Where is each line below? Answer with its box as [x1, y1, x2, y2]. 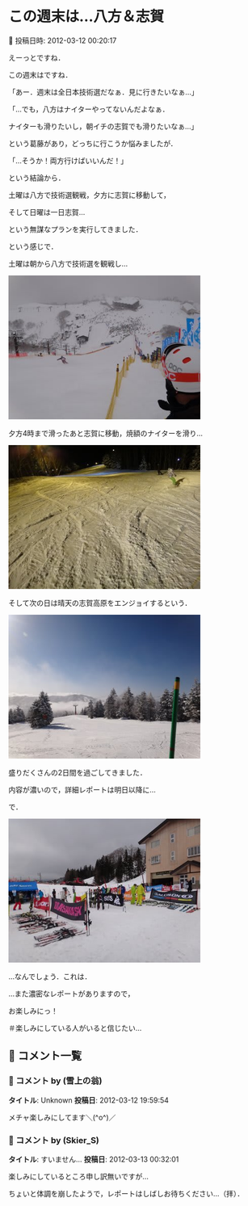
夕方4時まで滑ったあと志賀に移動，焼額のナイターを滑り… [8, 428, 204, 438]
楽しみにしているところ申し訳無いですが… [8, 1171, 149, 1181]
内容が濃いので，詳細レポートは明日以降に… [8, 784, 156, 794]
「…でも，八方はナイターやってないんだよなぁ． [8, 104, 170, 114]
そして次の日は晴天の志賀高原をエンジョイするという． [8, 598, 192, 607]
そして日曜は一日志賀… [8, 207, 86, 216]
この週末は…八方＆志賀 [8, 7, 165, 26]
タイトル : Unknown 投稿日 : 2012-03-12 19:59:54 [8, 1095, 170, 1105]
